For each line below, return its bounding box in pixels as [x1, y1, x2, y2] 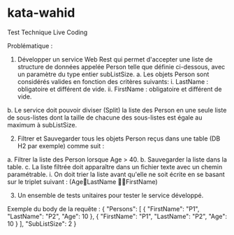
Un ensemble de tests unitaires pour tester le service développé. [17, 191, 204, 199]
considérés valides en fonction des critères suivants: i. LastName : [17, 77, 209, 85]
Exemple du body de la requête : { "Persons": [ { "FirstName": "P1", [7, 204, 200, 213]
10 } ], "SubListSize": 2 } [7, 219, 77, 228]
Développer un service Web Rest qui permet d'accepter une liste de [17, 55, 213, 64]
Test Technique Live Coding [7, 28, 88, 36]
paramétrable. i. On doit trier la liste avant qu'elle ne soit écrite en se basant [7, 170, 225, 178]
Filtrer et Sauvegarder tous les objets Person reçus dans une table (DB [17, 134, 221, 143]
